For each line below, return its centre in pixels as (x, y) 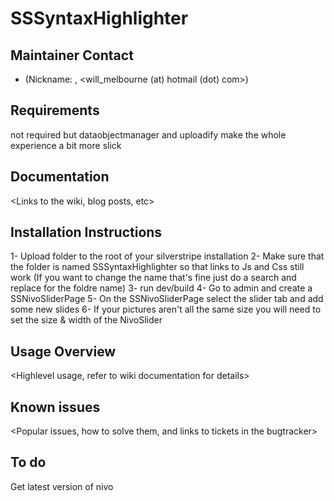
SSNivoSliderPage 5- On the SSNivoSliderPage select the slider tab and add (167, 299)
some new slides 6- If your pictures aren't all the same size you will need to (166, 309)
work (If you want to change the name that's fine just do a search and (153, 278)
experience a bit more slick (66, 145)
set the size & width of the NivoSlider (86, 320)
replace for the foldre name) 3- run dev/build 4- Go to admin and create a (161, 288)
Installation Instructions (86, 232)
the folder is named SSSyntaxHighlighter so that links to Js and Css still (157, 267)
